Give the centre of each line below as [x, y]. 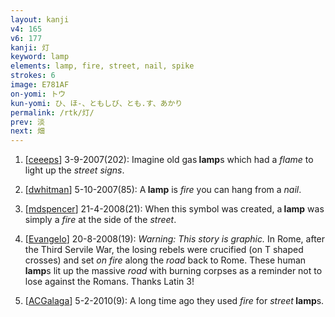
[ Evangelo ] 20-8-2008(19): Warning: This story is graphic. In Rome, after [175, 239]
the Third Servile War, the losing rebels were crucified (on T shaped [164, 250]
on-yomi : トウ [38, 94]
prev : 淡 [27, 122]
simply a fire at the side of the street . [100, 220]
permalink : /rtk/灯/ [52, 112]
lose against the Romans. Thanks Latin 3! [109, 282]
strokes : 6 [33, 76]
